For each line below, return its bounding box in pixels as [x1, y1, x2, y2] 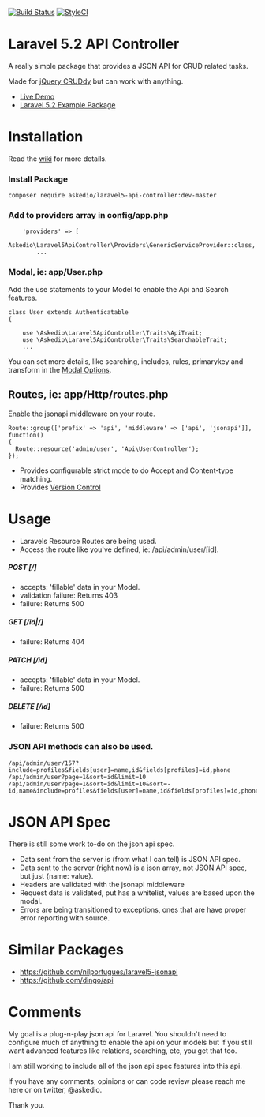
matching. [19, 474, 53, 483]
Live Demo [19, 92, 55, 101]
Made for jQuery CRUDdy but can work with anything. [8, 76, 184, 86]
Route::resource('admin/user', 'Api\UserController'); [15, 444, 200, 453]
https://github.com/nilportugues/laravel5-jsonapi [19, 967, 178, 976]
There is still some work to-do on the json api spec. [8, 839, 175, 849]
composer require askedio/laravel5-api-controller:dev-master [8, 192, 217, 200]
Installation [8, 128, 84, 146]
